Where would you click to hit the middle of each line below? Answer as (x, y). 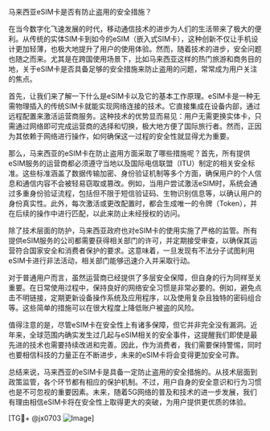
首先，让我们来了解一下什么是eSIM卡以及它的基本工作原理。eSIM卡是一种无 (135, 96)
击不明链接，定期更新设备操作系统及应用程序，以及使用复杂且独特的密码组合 (135, 298)
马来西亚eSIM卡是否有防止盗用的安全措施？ (80, 12)
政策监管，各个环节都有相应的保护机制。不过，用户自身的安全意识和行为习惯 (135, 382)
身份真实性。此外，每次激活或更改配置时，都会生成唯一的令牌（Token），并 (133, 203)
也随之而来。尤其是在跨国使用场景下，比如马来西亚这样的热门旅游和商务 (128, 59)
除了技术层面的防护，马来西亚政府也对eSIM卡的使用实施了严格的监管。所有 (133, 230)
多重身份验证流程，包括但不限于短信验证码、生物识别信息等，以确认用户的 (138, 193)
